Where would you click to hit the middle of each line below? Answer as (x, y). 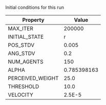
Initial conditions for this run (35, 7)
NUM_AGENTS (26, 62)
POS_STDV (21, 45)
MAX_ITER (20, 29)
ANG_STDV (22, 53)
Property (33, 20)
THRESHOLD (24, 86)
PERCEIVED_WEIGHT (33, 78)
